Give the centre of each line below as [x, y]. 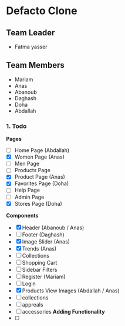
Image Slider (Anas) [46, 241]
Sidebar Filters [40, 269]
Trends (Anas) [39, 248]
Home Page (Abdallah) [42, 150]
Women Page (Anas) [39, 157]
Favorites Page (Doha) [42, 183]
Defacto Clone [42, 11]
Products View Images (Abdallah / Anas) [71, 291]
